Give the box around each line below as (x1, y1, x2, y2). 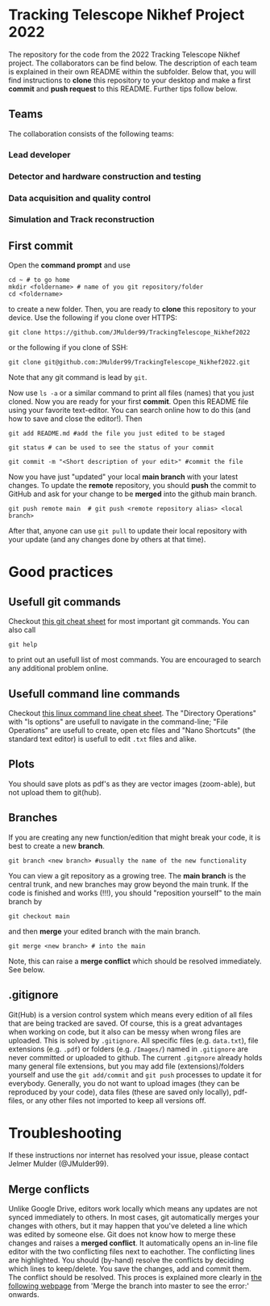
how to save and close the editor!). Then (8, 414, 143, 423)
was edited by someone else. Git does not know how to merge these (8, 1230, 236, 1240)
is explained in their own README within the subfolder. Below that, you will (8, 66, 256, 76)
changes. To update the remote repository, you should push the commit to (8, 481, 256, 491)
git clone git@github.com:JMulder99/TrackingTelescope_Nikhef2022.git (8, 358, 251, 367)
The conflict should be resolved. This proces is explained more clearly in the (8, 1273, 262, 1283)
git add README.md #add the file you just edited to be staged (8, 430, 226, 438)
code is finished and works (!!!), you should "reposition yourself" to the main (8, 887, 262, 898)
